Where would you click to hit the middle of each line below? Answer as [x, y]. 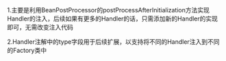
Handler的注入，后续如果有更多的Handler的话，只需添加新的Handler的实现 [112, 19]
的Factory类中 [27, 50]
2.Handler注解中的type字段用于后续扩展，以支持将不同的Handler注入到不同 [113, 42]
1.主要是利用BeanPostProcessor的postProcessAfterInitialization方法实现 [109, 10]
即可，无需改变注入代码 [40, 27]
